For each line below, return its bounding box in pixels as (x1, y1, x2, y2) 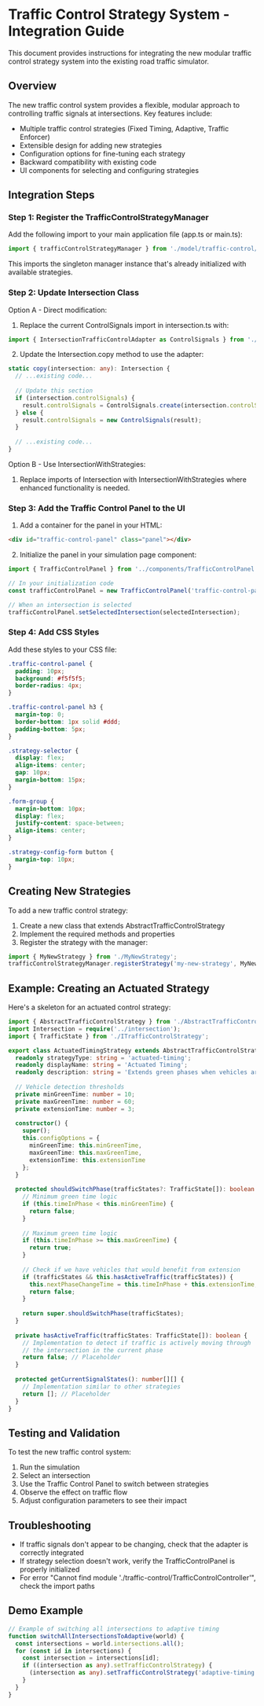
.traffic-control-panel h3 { (8, 704, 104, 711)
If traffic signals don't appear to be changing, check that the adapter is (19, 1539, 249, 1550)
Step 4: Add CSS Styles (8, 627, 100, 638)
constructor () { (15, 1120, 68, 1127)
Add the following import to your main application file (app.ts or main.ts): (8, 230, 243, 239)
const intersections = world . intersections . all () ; (15, 1639, 185, 1648)
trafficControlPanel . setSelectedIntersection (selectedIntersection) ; (8, 608, 241, 616)
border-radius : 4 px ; (15, 682, 82, 689)
